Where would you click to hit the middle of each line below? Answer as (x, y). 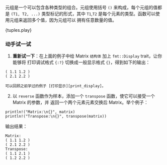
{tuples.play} (18, 30)
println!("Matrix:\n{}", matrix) (40, 112)
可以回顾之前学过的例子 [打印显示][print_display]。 (56, 86)
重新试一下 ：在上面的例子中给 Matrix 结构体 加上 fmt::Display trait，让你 (87, 56)
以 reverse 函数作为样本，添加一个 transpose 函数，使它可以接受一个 (84, 96)
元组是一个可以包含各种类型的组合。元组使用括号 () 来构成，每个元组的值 (81, 7)
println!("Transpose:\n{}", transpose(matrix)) (56, 117)
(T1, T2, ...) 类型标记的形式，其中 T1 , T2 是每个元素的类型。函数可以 (83, 14)
